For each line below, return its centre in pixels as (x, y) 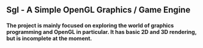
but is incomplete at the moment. (49, 38)
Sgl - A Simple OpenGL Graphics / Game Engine (98, 10)
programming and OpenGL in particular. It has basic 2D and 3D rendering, (102, 32)
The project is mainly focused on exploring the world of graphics (90, 25)
